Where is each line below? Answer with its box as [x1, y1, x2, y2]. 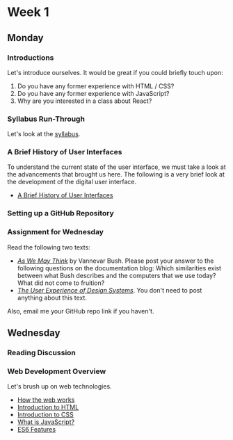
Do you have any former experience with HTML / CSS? [17, 81, 175, 90]
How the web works [17, 396, 75, 404]
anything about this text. [17, 293, 87, 302]
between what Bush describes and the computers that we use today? [17, 271, 216, 279]
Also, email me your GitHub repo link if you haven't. [7, 307, 154, 315]
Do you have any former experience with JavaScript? [17, 89, 170, 97]
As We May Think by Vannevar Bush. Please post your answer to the [17, 256, 214, 265]
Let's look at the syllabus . [7, 130, 81, 138]
